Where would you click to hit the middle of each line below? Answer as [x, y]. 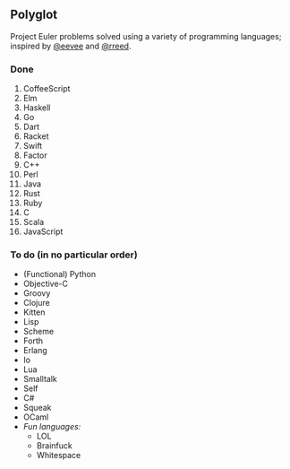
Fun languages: [52, 427]
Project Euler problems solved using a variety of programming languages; [146, 36]
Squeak [37, 408]
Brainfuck [54, 446]
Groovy [37, 293]
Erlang [35, 351]
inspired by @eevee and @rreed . [71, 46]
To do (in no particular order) [74, 255]
